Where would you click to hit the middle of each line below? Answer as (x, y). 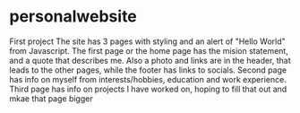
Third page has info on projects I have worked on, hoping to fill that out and (148, 89)
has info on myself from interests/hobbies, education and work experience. (148, 79)
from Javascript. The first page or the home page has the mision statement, (149, 50)
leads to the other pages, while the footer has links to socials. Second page (148, 70)
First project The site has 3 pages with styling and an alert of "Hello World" (148, 41)
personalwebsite (73, 17)
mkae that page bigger (51, 98)
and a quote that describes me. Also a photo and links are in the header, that (150, 60)
